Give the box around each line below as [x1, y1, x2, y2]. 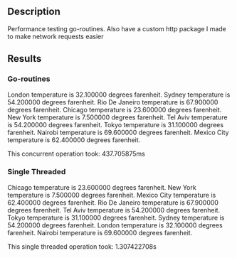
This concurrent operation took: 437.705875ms [7, 149, 146, 158]
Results [7, 53, 42, 65]
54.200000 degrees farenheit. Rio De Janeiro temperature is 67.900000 [7, 97, 218, 106]
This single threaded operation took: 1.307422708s [7, 242, 157, 251]
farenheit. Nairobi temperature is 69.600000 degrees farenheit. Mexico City [7, 128, 229, 136]
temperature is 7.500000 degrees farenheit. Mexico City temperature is [7, 190, 216, 199]
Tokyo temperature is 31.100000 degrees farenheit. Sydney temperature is [7, 213, 225, 222]
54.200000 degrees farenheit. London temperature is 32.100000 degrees [7, 220, 223, 230]
